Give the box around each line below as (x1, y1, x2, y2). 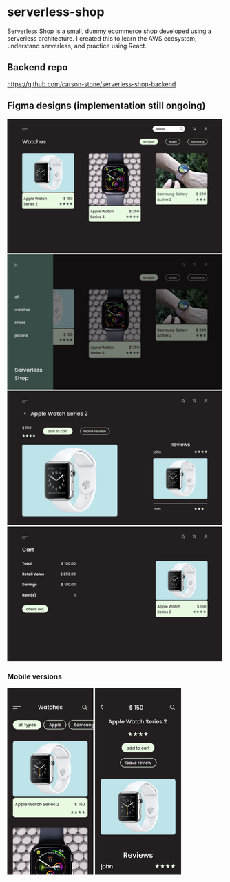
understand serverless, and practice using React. (7, 41, 147, 50)
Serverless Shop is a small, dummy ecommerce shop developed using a (7, 27, 211, 35)
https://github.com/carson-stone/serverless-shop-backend (7, 80, 176, 88)
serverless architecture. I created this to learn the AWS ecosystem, (7, 34, 198, 42)
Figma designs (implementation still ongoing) (7, 100, 206, 112)
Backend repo (7, 61, 68, 73)
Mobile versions (7, 672, 62, 681)
